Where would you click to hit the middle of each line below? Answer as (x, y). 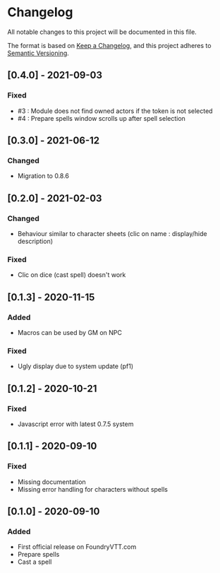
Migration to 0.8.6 (43, 176)
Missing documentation (51, 482)
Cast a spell (35, 562)
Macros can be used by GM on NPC (69, 332)
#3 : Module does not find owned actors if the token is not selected (115, 111)
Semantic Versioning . (38, 53)
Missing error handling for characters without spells (92, 489)
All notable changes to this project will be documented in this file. (102, 32)
